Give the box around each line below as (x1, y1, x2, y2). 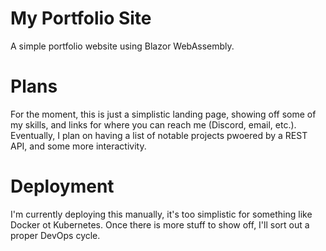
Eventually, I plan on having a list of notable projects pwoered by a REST (10, 129, 308, 141)
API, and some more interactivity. (10, 140, 147, 152)
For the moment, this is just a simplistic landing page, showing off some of (10, 108, 317, 120)
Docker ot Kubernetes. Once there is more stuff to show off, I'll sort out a (10, 218, 310, 231)
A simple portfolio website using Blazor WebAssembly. (10, 40, 235, 52)
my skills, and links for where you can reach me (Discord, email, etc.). (10, 118, 297, 131)
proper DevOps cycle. (10, 229, 101, 241)
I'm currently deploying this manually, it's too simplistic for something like (10, 208, 313, 220)
